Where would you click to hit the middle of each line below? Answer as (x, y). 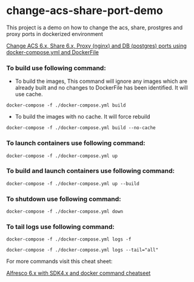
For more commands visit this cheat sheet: (59, 261)
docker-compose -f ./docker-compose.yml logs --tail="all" (82, 250)
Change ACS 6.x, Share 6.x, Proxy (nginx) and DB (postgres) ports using (96, 46)
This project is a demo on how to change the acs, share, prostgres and (95, 27)
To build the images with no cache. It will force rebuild (82, 117)
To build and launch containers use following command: (90, 171)
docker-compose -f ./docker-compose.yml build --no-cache (81, 128)
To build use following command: (56, 68)
